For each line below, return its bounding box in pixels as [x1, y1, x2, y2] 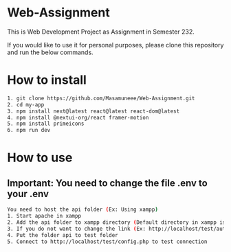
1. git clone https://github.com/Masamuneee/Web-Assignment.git [7, 95, 195, 102]
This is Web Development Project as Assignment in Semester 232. [7, 27, 195, 36]
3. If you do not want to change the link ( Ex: [7, 225, 146, 232]
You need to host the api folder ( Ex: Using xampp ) [7, 206, 158, 214]
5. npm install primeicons [7, 120, 85, 128]
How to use [7, 150, 73, 165]
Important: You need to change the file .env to [7, 177, 208, 189]
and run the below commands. [7, 48, 94, 56]
